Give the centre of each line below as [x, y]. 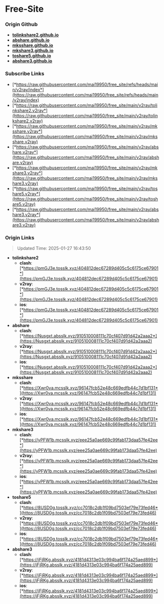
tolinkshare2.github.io [35, 35]
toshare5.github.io [32, 56]
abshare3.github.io [32, 61]
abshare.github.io [31, 40]
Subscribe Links [25, 73]
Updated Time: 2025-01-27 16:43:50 [54, 248]
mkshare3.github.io [33, 50]
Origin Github [22, 24]
